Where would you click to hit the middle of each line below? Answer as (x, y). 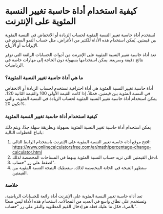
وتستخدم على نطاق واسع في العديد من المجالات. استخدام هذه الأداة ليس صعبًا (76, 201)
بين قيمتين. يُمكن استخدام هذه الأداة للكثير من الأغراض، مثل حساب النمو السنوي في (81, 40)
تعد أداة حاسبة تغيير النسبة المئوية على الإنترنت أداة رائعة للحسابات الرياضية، (74, 196)
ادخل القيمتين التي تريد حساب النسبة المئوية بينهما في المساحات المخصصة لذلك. (85, 157)
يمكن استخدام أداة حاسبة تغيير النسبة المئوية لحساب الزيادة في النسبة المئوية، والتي (81, 98)
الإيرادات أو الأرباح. (22, 45)
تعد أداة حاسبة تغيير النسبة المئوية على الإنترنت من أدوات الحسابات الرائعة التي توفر (81, 55)
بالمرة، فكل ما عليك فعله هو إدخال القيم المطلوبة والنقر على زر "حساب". (71, 206)
